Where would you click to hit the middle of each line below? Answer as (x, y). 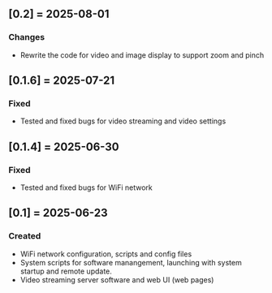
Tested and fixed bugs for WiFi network (86, 187)
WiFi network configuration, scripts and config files (106, 254)
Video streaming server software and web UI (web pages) (117, 279)
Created (25, 236)
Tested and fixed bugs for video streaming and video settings (123, 121)
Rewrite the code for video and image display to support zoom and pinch (142, 55)
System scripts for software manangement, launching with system (131, 262)
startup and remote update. (66, 271)
